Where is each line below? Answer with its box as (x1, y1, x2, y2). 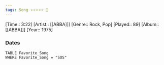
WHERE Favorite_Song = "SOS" (5, 55, 67, 60)
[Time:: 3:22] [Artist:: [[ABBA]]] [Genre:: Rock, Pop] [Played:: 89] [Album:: (5, 21, 159, 27)
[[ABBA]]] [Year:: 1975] (5, 26, 53, 33)
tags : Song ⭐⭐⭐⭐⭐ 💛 (5, 7, 48, 13)
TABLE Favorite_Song (5, 50, 49, 55)
